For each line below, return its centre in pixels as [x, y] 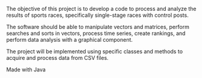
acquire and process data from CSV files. [57, 58]
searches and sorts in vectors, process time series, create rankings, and [96, 33]
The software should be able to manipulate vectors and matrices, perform [98, 27]
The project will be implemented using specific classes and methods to [94, 51]
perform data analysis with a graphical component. [70, 40]
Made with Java [26, 70]
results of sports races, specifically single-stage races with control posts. [97, 15]
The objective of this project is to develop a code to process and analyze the [101, 9]
